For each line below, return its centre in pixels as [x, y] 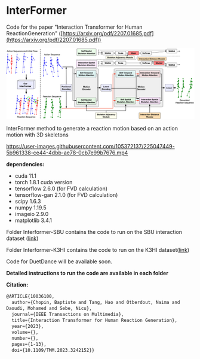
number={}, [25, 339]
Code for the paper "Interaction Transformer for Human [74, 27]
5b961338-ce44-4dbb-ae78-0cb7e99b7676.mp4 [67, 153]
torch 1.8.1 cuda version [44, 182]
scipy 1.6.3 [28, 202]
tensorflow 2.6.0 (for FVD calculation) [61, 188]
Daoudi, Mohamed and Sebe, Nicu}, [49, 309]
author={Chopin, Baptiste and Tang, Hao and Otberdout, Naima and [96, 303]
